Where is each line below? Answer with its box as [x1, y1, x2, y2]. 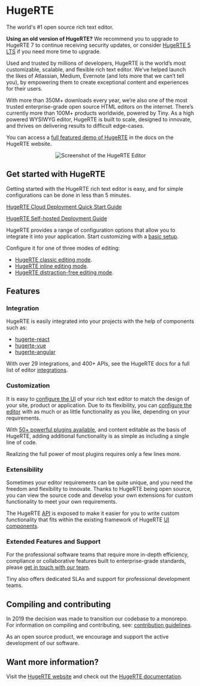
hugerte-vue [14, 342, 46, 349]
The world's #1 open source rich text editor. [6, 23, 114, 31]
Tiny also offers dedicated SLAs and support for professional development [6, 576, 190, 583]
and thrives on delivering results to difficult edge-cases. [6, 122, 145, 129]
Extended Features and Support [6, 537, 101, 546]
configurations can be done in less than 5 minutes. [6, 191, 131, 199]
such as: [6, 324, 28, 331]
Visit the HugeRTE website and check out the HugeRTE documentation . [6, 673, 183, 680]
